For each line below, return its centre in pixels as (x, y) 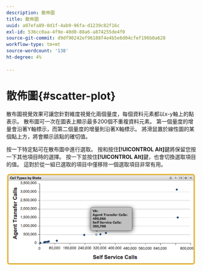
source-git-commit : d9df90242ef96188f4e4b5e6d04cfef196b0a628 (86, 38)
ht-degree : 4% (24, 57)
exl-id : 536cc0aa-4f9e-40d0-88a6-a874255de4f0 (66, 32)
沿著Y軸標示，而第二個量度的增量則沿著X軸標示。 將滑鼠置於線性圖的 (103, 129)
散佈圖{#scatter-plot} (61, 96)
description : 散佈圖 (31, 13)
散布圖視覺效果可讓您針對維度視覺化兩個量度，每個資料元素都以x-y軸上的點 (100, 114)
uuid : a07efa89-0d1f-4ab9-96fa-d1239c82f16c (63, 25)
